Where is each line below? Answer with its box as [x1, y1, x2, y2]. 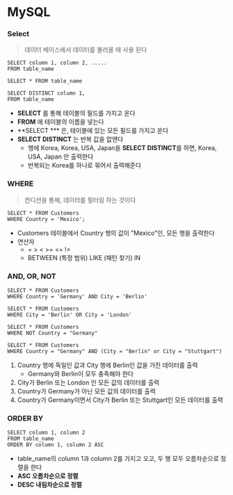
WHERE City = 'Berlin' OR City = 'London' [7, 311, 132, 318]
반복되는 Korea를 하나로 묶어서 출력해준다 [27, 161, 141, 170]
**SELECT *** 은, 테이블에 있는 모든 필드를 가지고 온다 [17, 127, 169, 135]
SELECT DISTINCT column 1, [7, 90, 86, 97]
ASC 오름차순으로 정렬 [17, 472, 79, 480]
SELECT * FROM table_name [7, 78, 82, 85]
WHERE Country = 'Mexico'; [7, 216, 86, 222]
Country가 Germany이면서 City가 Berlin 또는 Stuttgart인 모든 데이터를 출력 [17, 396, 224, 404]
